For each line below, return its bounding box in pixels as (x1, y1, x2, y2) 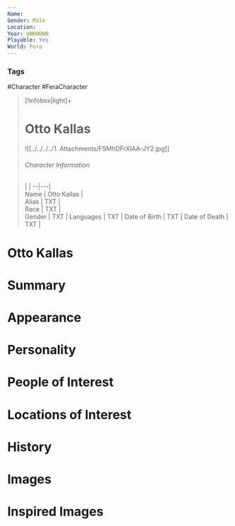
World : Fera (7, 43, 42, 50)
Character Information (24, 160, 90, 169)
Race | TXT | (24, 205, 61, 214)
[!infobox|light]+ (24, 96, 72, 105)
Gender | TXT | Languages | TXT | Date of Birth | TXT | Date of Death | (24, 213, 229, 221)
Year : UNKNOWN (7, 30, 49, 37)
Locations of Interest (7, 407, 132, 423)
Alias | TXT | (24, 197, 61, 206)
